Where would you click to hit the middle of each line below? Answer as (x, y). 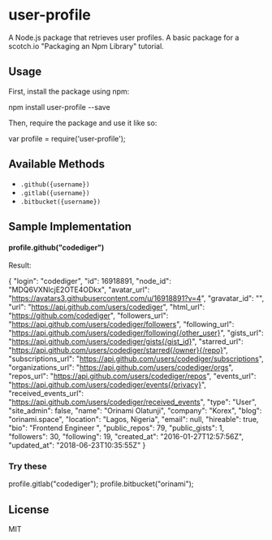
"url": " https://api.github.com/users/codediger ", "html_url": (107, 307)
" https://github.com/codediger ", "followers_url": (89, 316)
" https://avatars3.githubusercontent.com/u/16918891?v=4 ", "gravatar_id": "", (136, 298)
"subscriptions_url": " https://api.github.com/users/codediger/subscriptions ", (136, 359)
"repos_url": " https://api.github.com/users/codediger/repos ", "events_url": (132, 377)
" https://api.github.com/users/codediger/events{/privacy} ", (108, 385)
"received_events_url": (46, 394)
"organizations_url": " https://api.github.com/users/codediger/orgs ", (121, 368)
